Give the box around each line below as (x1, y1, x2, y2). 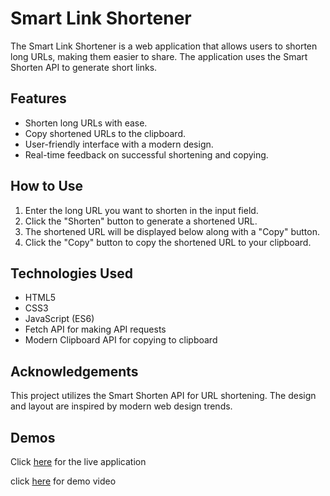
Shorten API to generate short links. (10, 61, 158, 73)
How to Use (10, 178, 84, 195)
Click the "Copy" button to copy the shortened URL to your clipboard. (24, 236, 312, 248)
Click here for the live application (10, 456, 147, 467)
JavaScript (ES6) (24, 313, 95, 325)
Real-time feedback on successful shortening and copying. (24, 148, 269, 161)
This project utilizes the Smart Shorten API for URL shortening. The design (10, 390, 317, 402)
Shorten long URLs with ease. (24, 117, 148, 129)
